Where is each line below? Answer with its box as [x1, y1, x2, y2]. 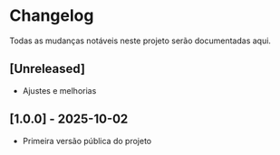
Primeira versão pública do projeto [22, 135, 152, 146]
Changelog [9, 5, 94, 26]
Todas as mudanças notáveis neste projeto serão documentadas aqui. [9, 35, 272, 46]
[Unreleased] [9, 61, 86, 77]
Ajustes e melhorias [22, 85, 97, 96]
